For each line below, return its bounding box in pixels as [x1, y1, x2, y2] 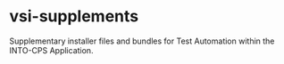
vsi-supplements [9, 6, 139, 27]
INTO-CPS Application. [9, 44, 94, 55]
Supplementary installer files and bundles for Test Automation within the [9, 36, 275, 46]
